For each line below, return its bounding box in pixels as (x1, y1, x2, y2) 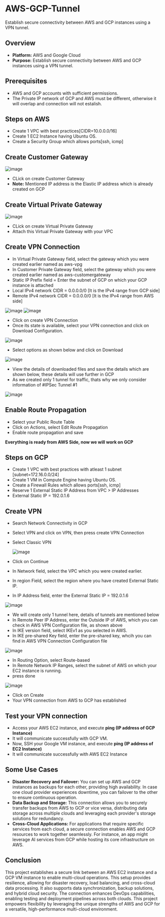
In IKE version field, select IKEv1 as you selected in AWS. (12, 627, 127, 633)
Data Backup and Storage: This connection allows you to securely (12, 800, 148, 806)
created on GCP (12, 186, 45, 192)
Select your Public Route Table (12, 419, 75, 425)
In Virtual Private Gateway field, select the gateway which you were (12, 256, 149, 262)
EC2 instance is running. (12, 668, 62, 674)
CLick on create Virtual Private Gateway (12, 223, 94, 229)
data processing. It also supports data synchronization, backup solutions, (5, 885, 154, 891)
